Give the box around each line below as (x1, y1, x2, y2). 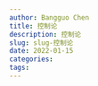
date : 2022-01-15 (9, 47, 74, 56)
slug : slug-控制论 (9, 38, 74, 47)
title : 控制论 (9, 21, 58, 30)
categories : (9, 55, 53, 64)
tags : (9, 64, 29, 73)
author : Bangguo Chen (9, 13, 90, 22)
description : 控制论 (9, 30, 82, 39)
